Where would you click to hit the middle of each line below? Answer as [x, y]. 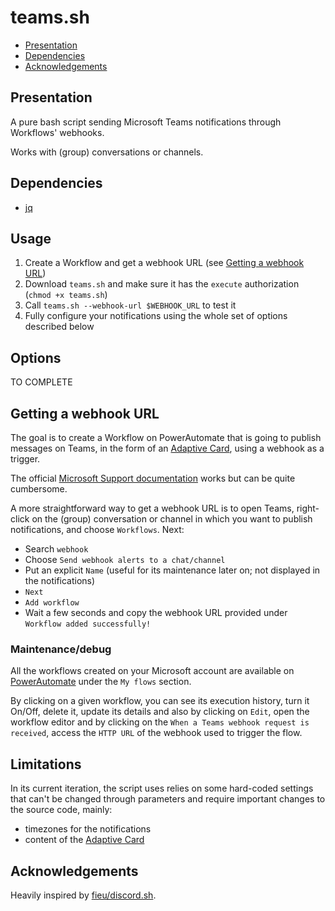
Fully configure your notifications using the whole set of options [156, 316]
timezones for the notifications [88, 829]
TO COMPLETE [41, 382]
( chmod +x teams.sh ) [66, 295]
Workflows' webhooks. [57, 132]
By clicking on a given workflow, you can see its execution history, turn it [160, 701]
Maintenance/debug [61, 649]
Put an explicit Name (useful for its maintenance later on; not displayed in [172, 570]
